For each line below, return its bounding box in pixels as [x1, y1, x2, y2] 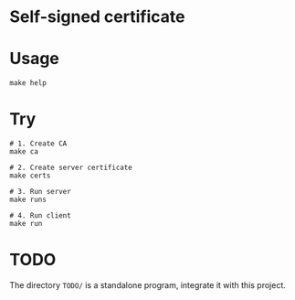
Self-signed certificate [9, 6, 185, 27]
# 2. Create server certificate [9, 163, 132, 173]
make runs [9, 195, 47, 205]
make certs [9, 171, 51, 180]
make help [9, 79, 47, 88]
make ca [9, 147, 39, 156]
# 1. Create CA [9, 139, 68, 148]
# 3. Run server [9, 187, 71, 197]
